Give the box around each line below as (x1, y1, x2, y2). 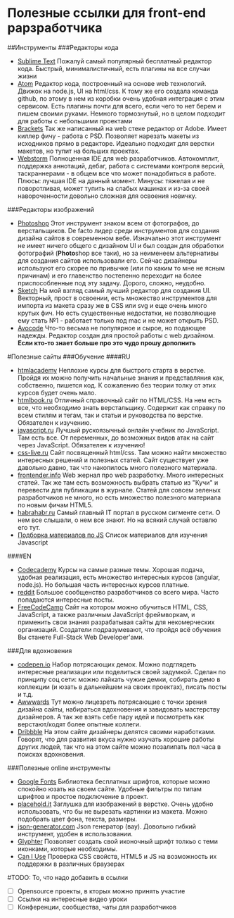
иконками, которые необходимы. (17, 844, 118, 853)
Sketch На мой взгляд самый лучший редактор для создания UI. (17, 286, 212, 294)
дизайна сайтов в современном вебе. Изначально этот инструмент (17, 234, 221, 242)
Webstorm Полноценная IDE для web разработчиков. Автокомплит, (17, 154, 219, 163)
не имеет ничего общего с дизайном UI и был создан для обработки (17, 241, 224, 249)
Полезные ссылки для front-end (7, 5, 206, 21)
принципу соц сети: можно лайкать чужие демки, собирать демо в (17, 675, 221, 683)
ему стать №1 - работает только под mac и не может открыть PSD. (17, 316, 219, 325)
